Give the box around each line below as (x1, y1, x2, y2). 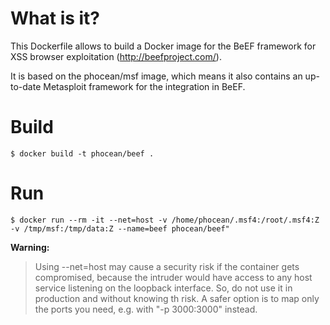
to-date (10, 80, 42, 92)
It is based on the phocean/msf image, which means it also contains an (10, 70, 303, 82)
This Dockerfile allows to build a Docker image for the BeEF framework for (10, 40, 317, 52)
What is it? (10, 7, 101, 30)
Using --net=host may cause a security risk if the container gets (34, 260, 300, 272)
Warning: (10, 241, 50, 253)
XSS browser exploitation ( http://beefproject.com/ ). (10, 50, 222, 62)
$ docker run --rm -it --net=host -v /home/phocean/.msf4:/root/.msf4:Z (10, 215, 320, 225)
